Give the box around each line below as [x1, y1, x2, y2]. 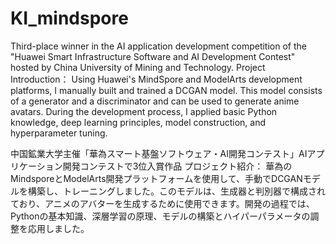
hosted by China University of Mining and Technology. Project [10, 61, 266, 73]
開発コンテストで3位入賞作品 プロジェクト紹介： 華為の [62, 160, 293, 172]
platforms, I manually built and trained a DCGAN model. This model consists [10, 84, 323, 96]
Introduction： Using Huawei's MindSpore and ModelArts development [10, 73, 303, 85]
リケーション [10, 160, 63, 172]
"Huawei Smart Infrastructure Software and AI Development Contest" [10, 50, 296, 62]
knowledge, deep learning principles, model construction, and [10, 116, 267, 128]
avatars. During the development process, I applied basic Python [10, 105, 278, 117]
